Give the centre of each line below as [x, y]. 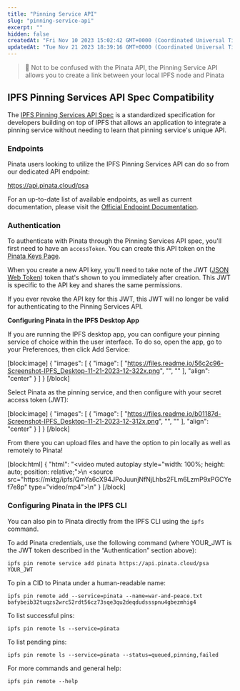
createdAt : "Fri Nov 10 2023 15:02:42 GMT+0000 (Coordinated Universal [116, 41]
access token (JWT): [38, 400]
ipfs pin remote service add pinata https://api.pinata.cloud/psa [108, 563]
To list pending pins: [37, 642]
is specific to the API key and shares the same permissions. [95, 285]
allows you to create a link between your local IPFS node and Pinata [125, 75]
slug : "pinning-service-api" [51, 21]
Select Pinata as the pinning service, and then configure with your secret [114, 392]
